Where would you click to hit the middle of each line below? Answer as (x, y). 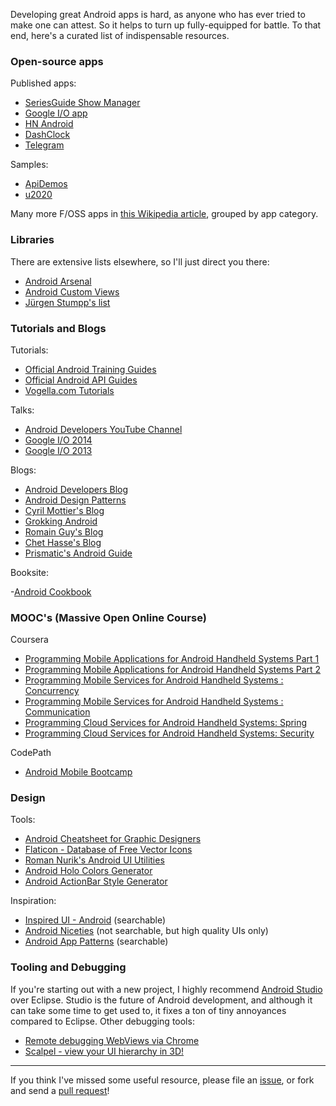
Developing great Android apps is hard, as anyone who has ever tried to (158, 14)
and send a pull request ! (60, 1090)
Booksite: (30, 572)
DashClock (47, 135)
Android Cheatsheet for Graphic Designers (113, 839)
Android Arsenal (58, 281)
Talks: (22, 410)
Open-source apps (57, 61)
